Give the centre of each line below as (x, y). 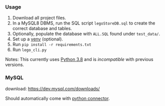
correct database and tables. (42, 28)
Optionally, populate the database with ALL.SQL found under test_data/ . (86, 34)
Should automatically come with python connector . (57, 98)
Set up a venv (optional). (38, 39)
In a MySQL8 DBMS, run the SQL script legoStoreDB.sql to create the (84, 23)
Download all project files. (39, 18)
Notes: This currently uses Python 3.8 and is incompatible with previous (79, 59)
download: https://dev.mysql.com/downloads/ (52, 88)
